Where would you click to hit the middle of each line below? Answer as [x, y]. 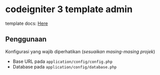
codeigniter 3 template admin [69, 9]
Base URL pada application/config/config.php [63, 61]
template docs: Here [27, 23]
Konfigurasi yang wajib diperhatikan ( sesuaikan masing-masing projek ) [80, 51]
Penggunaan [26, 39]
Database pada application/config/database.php [65, 66]
